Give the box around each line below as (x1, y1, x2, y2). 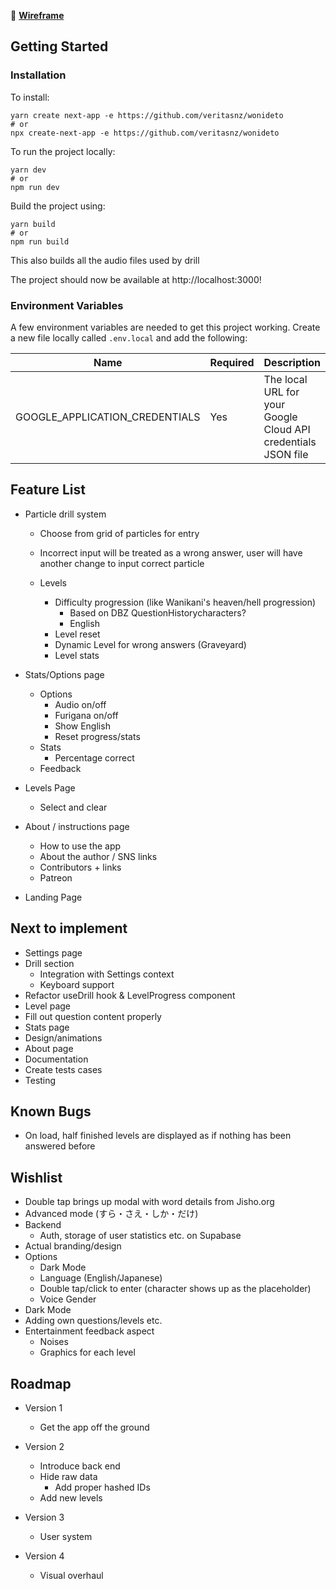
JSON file (263, 447, 309, 461)
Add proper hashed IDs (54, 1481, 151, 1494)
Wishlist (10, 1169, 63, 1186)
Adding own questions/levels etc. (24, 1315, 163, 1327)
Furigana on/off (54, 709, 119, 721)
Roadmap (10, 1375, 72, 1392)
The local (263, 372, 308, 386)
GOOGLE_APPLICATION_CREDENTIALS (15, 410, 201, 424)
